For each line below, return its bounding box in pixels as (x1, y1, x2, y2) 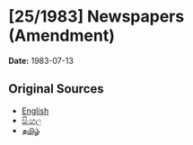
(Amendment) (8, 25, 116, 46)
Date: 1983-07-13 (8, 55, 74, 66)
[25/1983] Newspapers (8, 6, 185, 27)
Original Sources (8, 81, 104, 96)
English (21, 105, 49, 116)
